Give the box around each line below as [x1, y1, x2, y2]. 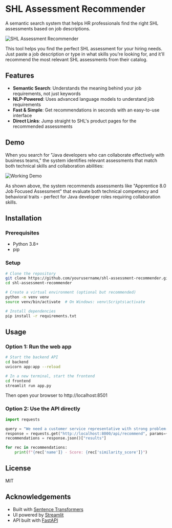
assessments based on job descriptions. [5, 25, 91, 31]
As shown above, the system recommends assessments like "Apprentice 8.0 [5, 183, 166, 189]
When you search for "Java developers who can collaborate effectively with [5, 152, 165, 158]
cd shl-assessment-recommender [5, 281, 72, 286]
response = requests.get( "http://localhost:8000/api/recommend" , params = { [5, 431, 168, 436]
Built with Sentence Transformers [12, 506, 83, 512]
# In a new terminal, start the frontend [5, 373, 95, 378]
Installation [5, 214, 42, 223]
